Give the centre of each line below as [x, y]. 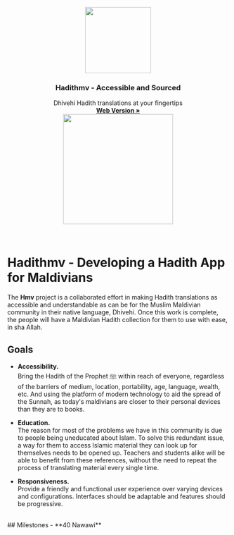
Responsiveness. [43, 481]
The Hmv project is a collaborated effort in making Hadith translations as [112, 297]
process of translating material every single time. [88, 468]
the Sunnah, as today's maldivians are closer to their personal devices [119, 402]
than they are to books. [51, 410]
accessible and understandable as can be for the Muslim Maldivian [104, 305]
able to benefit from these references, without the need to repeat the [117, 460]
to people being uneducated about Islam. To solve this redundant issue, [121, 438]
